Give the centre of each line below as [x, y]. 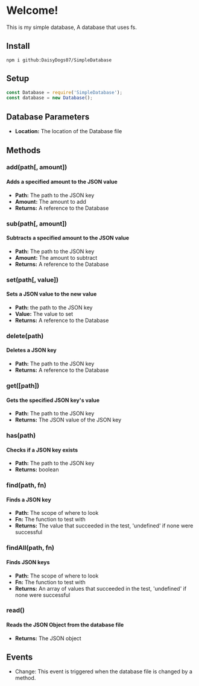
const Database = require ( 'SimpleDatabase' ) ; [64, 92]
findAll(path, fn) [30, 548]
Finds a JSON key [29, 499]
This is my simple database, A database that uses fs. [72, 27]
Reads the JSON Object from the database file [65, 625]
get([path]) [23, 385]
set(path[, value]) [33, 280]
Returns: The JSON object [48, 638]
